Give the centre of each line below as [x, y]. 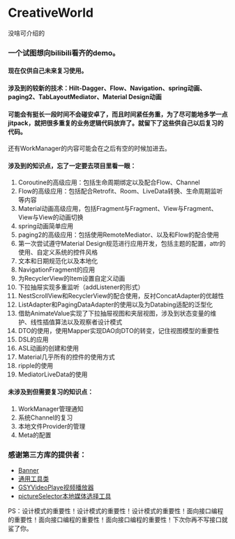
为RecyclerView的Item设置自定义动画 [71, 279]
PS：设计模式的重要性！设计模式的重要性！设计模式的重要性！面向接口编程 [116, 510]
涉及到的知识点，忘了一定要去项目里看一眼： [72, 165]
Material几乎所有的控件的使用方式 [66, 357]
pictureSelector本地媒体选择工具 [65, 496]
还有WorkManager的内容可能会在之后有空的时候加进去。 [90, 149]
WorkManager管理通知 [51, 408]
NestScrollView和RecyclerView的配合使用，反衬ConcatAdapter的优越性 [121, 296]
